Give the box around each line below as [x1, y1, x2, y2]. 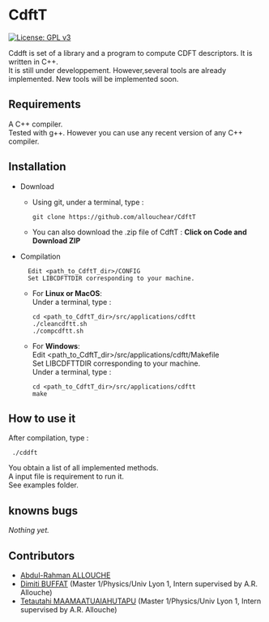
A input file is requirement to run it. [8, 472, 124, 482]
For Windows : [32, 341, 80, 350]
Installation [8, 160, 66, 174]
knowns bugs [8, 504, 79, 517]
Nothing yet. [8, 525, 50, 535]
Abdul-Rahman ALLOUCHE [19, 570, 111, 580]
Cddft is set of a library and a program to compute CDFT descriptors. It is [8, 48, 253, 58]
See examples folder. [8, 480, 79, 490]
